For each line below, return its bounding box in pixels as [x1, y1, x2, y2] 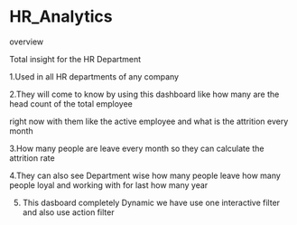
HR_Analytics [9, 6, 113, 27]
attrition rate [9, 152, 56, 164]
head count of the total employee [9, 98, 133, 109]
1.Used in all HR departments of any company [9, 70, 179, 82]
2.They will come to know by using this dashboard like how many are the [9, 89, 280, 99]
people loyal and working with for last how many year [9, 179, 209, 191]
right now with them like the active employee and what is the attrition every [9, 116, 289, 127]
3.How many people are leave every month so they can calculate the [9, 143, 265, 154]
